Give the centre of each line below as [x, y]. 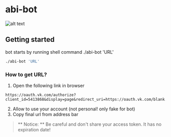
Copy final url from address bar [46, 114]
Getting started [30, 40]
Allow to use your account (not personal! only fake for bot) [74, 109]
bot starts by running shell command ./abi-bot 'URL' [60, 52]
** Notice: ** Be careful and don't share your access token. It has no [90, 124]
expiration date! [34, 129]
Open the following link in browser [49, 85]
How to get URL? [26, 74]
